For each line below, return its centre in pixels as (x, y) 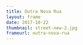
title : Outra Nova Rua (34, 11)
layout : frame (24, 17)
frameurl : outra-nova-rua (38, 33)
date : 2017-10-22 (27, 22)
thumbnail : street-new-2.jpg (42, 28)
